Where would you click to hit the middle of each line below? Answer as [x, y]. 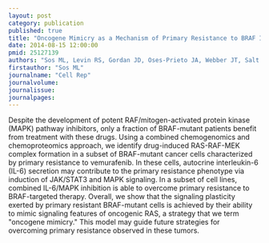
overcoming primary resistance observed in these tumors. [104, 231]
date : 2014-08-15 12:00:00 [53, 46]
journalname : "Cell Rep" [50, 75]
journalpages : [32, 98]
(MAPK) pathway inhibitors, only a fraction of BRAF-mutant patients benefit [132, 129]
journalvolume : [34, 82]
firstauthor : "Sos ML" [46, 68]
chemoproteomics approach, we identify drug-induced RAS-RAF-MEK [124, 145]
